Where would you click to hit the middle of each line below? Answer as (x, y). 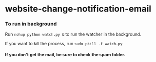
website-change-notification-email (78, 9)
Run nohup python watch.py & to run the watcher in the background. (73, 34)
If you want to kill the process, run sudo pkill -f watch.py (64, 44)
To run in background (31, 24)
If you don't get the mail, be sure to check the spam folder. (65, 55)
